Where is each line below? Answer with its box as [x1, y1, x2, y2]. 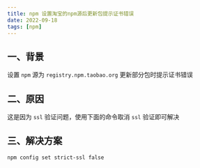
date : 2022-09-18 [7, 17, 58, 24]
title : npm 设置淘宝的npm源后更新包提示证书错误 [7, 10, 134, 17]
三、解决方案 [7, 135, 63, 147]
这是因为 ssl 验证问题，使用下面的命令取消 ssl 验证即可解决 [7, 113, 180, 121]
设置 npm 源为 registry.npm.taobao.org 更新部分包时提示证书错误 [7, 70, 193, 79]
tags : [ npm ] [7, 23, 42, 30]
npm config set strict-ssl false [7, 154, 105, 161]
